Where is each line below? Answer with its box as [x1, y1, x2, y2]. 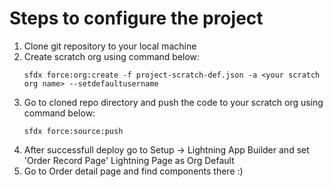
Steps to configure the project [9, 7, 264, 30]
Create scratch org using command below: [23, 50, 201, 62]
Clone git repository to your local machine [23, 40, 197, 52]
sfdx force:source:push [23, 126, 124, 136]
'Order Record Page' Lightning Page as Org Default [23, 154, 235, 166]
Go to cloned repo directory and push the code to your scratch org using [23, 96, 324, 108]
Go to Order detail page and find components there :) [23, 165, 244, 177]
